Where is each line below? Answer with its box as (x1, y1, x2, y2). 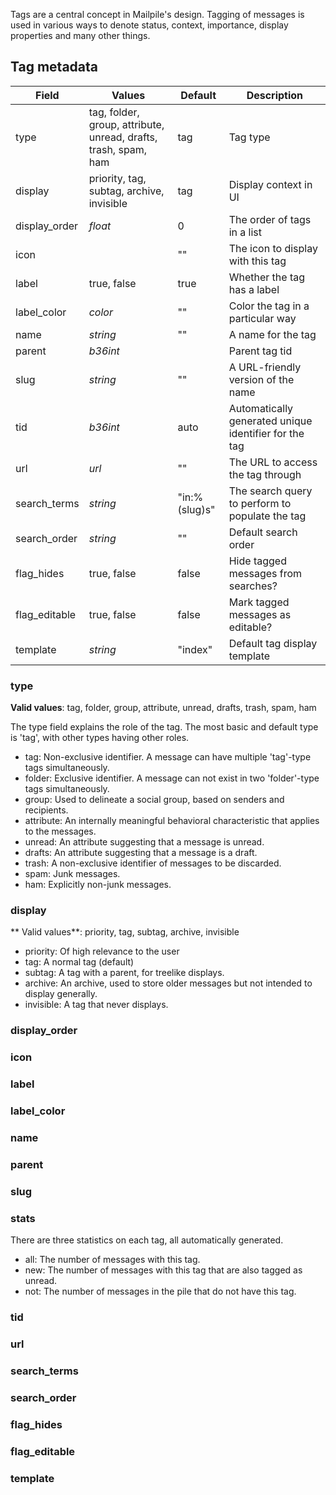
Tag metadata (10, 59, 98, 76)
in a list (228, 225, 263, 239)
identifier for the (228, 426, 305, 440)
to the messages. (24, 825, 97, 838)
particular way (228, 311, 297, 325)
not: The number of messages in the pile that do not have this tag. (24, 1285, 297, 1298)
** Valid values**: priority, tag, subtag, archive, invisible (10, 926, 240, 938)
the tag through (228, 467, 302, 481)
